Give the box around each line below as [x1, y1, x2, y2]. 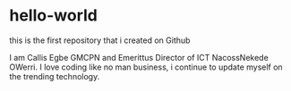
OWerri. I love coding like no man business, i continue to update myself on [9, 62, 284, 72]
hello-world [9, 5, 98, 26]
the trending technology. [9, 70, 100, 81]
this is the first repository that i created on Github [9, 35, 191, 45]
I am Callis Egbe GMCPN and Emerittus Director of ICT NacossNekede [9, 52, 269, 62]
